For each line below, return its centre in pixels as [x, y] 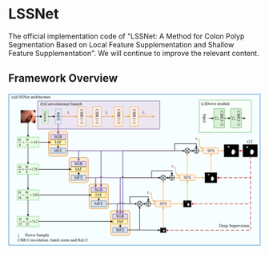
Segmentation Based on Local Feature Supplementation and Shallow [121, 44]
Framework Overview [63, 78]
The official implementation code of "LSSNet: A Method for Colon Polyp [126, 36]
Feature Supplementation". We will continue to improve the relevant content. [134, 53]
